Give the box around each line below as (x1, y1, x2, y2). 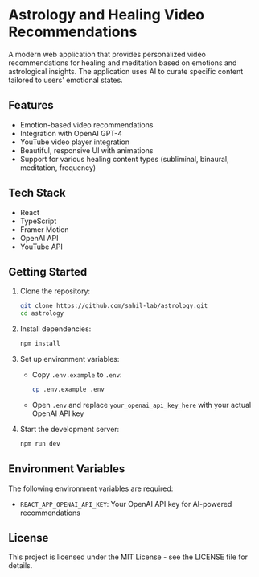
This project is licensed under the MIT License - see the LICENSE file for (8, 552, 248, 562)
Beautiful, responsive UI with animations (19, 145, 154, 155)
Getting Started (8, 264, 88, 279)
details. (8, 561, 33, 571)
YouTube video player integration (19, 137, 130, 147)
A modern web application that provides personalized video (8, 49, 207, 59)
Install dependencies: (19, 324, 92, 334)
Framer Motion (19, 224, 70, 235)
